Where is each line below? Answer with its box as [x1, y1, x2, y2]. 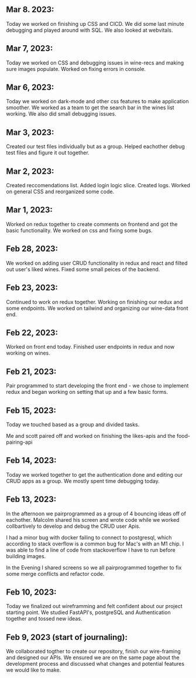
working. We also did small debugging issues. [6, 110, 116, 117]
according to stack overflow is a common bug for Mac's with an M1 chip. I [6, 540, 184, 547]
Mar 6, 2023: [6, 82, 54, 93]
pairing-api [6, 438, 33, 446]
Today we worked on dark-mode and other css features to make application [6, 98, 189, 105]
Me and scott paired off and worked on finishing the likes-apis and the [6, 432, 176, 439]
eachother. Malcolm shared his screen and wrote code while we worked [6, 516, 180, 523]
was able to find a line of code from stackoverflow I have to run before [6, 546, 176, 554]
